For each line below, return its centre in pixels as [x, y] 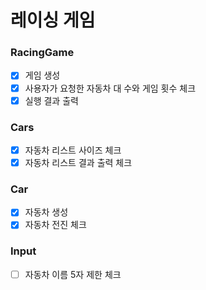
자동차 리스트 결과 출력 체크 [78, 163]
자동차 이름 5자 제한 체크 [73, 274]
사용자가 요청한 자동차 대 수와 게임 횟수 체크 [110, 88]
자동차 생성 [46, 212]
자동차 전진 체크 [55, 225]
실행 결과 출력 [51, 100]
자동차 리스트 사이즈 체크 [73, 150]
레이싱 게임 [53, 20]
